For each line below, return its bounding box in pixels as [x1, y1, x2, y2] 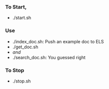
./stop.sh [12, 78, 31, 84]
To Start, [5, 3, 27, 10]
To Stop [5, 67, 24, 74]
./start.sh [12, 15, 31, 21]
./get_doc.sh [12, 44, 38, 50]
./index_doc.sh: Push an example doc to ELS [12, 38, 104, 44]
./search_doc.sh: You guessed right [12, 54, 86, 60]
